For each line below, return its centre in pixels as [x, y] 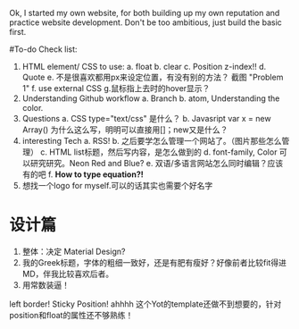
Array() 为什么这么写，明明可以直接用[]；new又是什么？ [125, 130]
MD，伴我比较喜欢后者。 [68, 274]
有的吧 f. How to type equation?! [83, 174]
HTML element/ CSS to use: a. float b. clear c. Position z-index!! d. [144, 67]
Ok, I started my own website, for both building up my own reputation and [145, 13]
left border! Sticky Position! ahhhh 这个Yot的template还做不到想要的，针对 [145, 304]
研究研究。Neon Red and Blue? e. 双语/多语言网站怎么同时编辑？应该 [157, 163]
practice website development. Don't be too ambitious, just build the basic [146, 22]
